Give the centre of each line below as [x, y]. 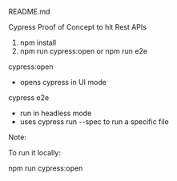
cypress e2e [29, 98]
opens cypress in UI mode [63, 82]
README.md [29, 12]
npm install [38, 42]
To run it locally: [35, 153]
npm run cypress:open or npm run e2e [84, 51]
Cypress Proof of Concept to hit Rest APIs [77, 27]
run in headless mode [56, 113]
